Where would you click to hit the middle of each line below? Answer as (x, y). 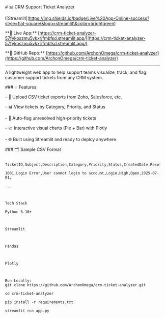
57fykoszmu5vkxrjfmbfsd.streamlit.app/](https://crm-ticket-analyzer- (75, 38)
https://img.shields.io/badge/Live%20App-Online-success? (89, 18)
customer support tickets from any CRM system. (54, 77)
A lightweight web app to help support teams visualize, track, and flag (76, 72)
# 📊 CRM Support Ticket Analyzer (40, 7)
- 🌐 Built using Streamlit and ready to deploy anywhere (61, 139)
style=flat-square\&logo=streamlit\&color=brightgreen (60, 23)
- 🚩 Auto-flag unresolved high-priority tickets (51, 118)
